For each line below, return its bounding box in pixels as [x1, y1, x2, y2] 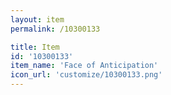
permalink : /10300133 [10, 24, 101, 34]
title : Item [10, 42, 60, 52]
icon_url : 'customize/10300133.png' [10, 70, 163, 80]
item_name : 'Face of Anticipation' [10, 61, 159, 71]
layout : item [10, 14, 65, 25]
